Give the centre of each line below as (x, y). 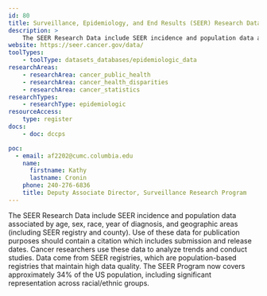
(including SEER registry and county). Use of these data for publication (124, 232)
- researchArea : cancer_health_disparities (96, 82)
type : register (48, 119)
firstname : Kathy (58, 171)
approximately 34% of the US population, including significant (110, 275)
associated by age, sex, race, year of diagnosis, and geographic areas (123, 224)
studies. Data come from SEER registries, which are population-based (122, 257)
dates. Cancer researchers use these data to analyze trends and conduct (128, 249)
